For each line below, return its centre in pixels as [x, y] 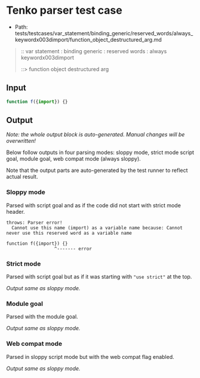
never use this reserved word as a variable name [69, 233]
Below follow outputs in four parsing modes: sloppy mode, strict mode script [100, 152]
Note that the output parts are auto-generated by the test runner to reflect [97, 170]
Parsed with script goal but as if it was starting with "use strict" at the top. [99, 277]
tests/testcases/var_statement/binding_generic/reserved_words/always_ [104, 33]
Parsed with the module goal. [42, 316]
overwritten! [21, 141]
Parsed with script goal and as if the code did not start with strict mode [93, 205]
